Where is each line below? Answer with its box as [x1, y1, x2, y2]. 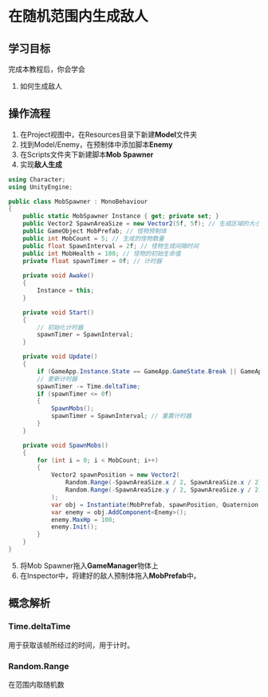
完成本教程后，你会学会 [8, 65, 85, 74]
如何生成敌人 [19, 82, 62, 90]
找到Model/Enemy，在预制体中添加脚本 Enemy [19, 139, 173, 149]
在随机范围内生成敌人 [8, 7, 149, 26]
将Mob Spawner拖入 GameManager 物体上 [19, 560, 159, 570]
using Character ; [8, 175, 66, 184]
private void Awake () [22, 272, 94, 280]
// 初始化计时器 [37, 323, 84, 332]
